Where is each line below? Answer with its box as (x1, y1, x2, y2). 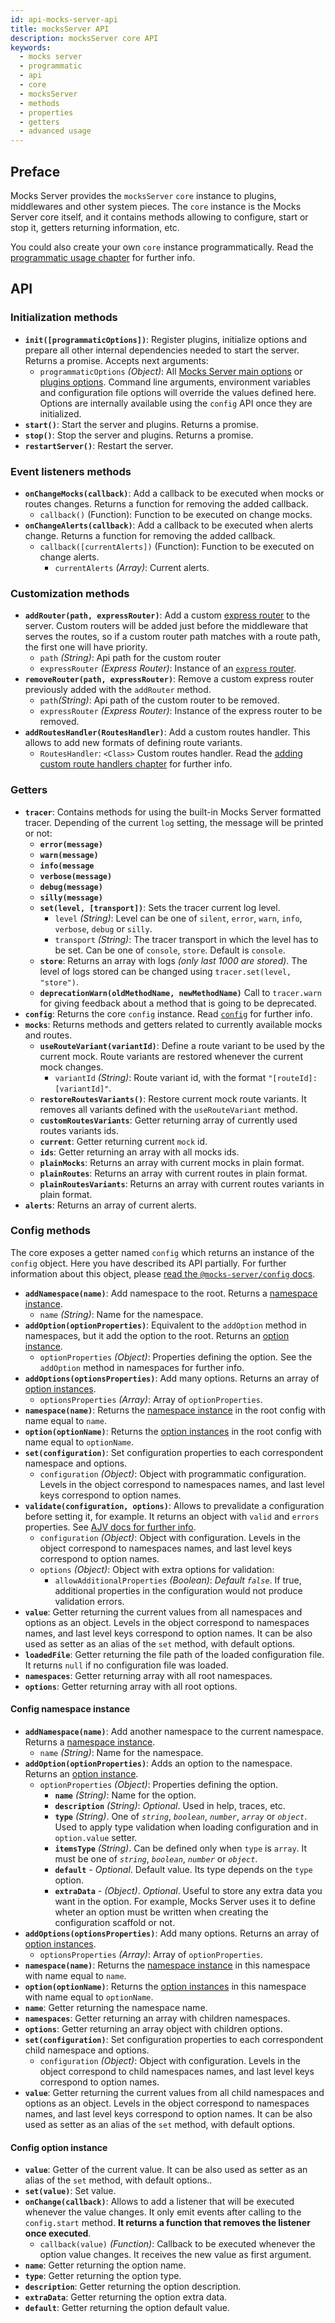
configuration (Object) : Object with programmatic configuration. (39, 1467, 307, 1480)
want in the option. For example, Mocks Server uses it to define (54, 1896, 316, 1908)
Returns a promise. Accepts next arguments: (24, 354, 209, 366)
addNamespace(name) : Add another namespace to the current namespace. (24, 1726, 324, 1738)
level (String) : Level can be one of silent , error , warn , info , (54, 912, 303, 924)
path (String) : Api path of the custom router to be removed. (39, 694, 280, 706)
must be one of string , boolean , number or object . (54, 1853, 258, 1865)
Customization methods (10, 586, 130, 600)
